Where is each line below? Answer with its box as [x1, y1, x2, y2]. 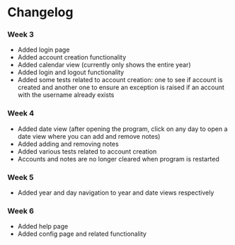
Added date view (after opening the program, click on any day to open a [17, 125, 228, 133]
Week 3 [7, 30, 34, 40]
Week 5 [7, 172, 34, 182]
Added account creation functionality [17, 53, 127, 62]
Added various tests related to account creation [17, 147, 157, 156]
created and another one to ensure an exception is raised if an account [17, 83, 225, 92]
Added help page [17, 222, 69, 231]
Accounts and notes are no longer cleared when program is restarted [17, 154, 219, 163]
